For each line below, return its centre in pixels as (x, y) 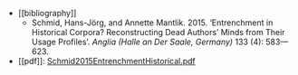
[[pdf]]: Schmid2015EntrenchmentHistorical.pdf (107, 61)
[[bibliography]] (47, 13)
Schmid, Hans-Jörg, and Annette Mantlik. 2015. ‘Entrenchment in (152, 23)
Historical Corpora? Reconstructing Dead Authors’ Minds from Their (158, 32)
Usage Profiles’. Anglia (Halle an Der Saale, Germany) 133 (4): (148, 42)
